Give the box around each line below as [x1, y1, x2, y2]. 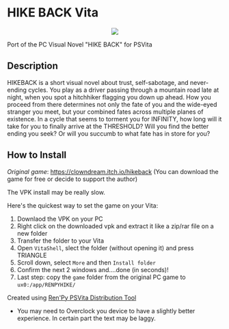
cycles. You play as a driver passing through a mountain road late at [28, 86, 219, 94]
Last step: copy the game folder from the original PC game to [16, 273, 186, 281]
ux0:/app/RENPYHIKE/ [16, 281, 76, 289]
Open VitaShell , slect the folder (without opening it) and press [16, 243, 194, 252]
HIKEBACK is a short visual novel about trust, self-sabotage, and [7, 78, 189, 86]
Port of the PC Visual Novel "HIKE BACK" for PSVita [7, 40, 152, 49]
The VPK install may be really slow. [7, 188, 106, 196]
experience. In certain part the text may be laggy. [16, 314, 156, 322]
